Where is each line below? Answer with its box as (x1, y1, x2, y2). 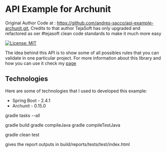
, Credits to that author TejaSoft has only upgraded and (28, 25, 140, 31)
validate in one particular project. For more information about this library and (5, 55, 161, 61)
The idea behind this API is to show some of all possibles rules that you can (5, 50, 160, 56)
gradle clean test (5, 132, 40, 138)
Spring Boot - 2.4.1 (12, 97, 51, 103)
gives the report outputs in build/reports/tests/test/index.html (5, 141, 130, 147)
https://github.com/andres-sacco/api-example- (56, 20, 154, 26)
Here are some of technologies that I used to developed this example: (5, 88, 147, 94)
